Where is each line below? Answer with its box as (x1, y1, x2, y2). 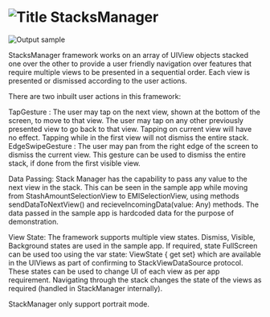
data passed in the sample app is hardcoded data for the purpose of (8, 208, 235, 217)
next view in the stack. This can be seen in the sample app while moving (8, 182, 248, 192)
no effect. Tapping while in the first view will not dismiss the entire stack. (8, 133, 249, 142)
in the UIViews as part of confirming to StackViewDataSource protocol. (8, 257, 243, 267)
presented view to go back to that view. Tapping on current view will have (8, 124, 252, 134)
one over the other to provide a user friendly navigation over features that (8, 59, 252, 68)
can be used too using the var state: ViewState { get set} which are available (8, 249, 261, 259)
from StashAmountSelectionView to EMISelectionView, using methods (8, 191, 239, 200)
